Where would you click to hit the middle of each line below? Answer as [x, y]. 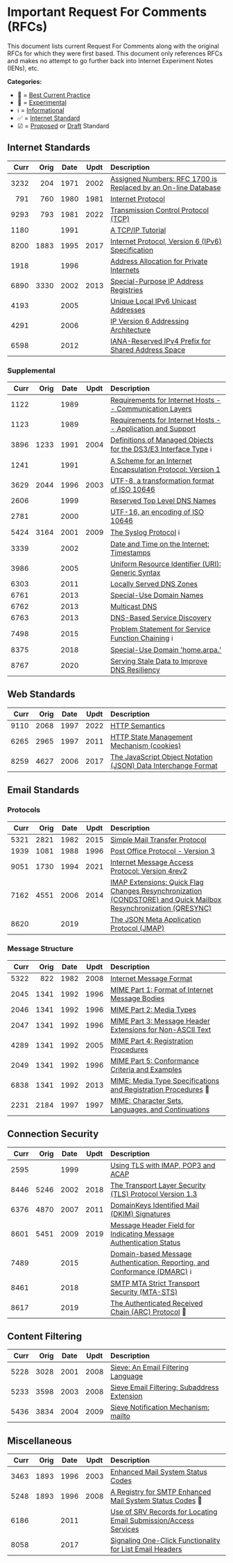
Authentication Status [146, 1242]
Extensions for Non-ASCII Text [161, 1030]
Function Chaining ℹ [142, 638]
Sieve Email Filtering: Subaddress [165, 1387]
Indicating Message [143, 1233]
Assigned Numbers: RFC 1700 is [164, 179]
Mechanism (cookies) [146, 745]
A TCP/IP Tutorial [138, 230]
